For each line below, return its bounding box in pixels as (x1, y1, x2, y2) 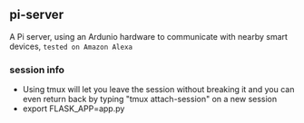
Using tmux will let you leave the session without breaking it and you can (22, 84, 295, 95)
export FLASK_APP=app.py (22, 103, 125, 114)
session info (9, 63, 65, 76)
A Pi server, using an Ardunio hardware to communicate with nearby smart (9, 31, 289, 42)
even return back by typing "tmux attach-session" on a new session (22, 94, 278, 105)
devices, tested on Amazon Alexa (9, 41, 133, 52)
